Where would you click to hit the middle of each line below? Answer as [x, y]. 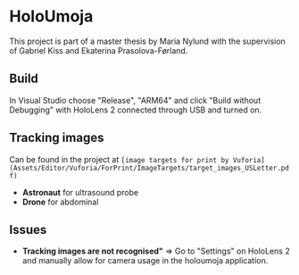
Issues [28, 229]
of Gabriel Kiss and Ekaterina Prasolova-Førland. [99, 50]
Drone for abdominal [60, 202]
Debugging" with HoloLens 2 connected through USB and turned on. [136, 110]
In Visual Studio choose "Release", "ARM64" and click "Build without [135, 100]
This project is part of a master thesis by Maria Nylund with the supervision [147, 41]
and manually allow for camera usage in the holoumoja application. [145, 261]
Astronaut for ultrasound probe [80, 192]
